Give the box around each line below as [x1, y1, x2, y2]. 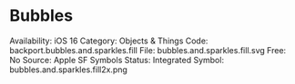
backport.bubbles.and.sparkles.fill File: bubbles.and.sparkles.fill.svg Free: [9, 44, 287, 55]
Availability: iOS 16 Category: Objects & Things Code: [9, 35, 209, 46]
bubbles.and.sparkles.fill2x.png [9, 64, 127, 75]
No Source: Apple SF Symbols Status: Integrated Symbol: [9, 54, 225, 65]
